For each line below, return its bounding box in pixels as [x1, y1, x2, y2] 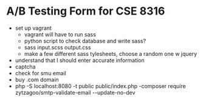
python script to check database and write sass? [24, 37, 146, 44]
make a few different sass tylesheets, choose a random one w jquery [24, 50, 198, 57]
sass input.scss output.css [24, 44, 91, 51]
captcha [15, 63, 36, 70]
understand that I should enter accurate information [15, 56, 145, 64]
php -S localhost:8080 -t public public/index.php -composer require [15, 82, 187, 89]
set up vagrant [15, 24, 52, 32]
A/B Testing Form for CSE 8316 [6, 4, 165, 18]
